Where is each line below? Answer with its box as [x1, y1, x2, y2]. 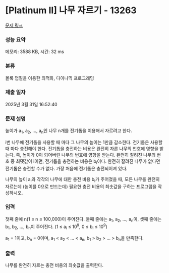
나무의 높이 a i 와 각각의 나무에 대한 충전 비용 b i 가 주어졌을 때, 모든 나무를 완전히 [5, 176, 160, 184]
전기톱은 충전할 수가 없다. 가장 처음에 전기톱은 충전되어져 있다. [5, 165, 128, 171]
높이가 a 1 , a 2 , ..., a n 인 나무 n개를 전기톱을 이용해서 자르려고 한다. [5, 127, 132, 134]
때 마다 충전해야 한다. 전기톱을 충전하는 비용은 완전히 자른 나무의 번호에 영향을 [5, 145, 159, 152]
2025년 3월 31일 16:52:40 [5, 101, 58, 107]
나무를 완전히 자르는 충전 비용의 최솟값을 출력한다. [5, 262, 104, 268]
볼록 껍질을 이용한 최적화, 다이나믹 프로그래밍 [5, 75, 94, 81]
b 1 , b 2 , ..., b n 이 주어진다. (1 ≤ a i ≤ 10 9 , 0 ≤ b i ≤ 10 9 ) [5, 222, 107, 231]
